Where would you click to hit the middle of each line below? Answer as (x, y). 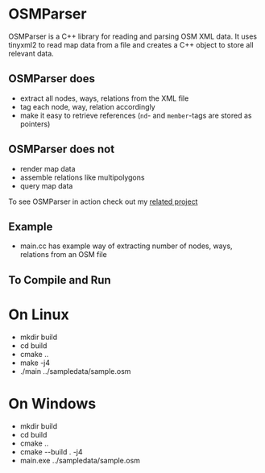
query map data (46, 185)
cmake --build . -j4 (51, 451)
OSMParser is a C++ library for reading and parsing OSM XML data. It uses (133, 36)
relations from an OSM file (63, 255)
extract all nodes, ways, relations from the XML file (104, 98)
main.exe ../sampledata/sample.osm (80, 460)
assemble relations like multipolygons (82, 177)
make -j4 (35, 363)
